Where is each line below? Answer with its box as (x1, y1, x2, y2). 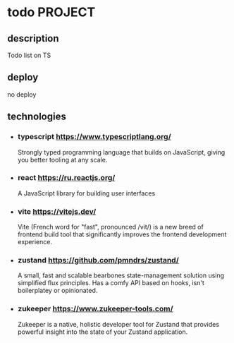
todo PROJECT (7, 4, 96, 20)
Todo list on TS (7, 51, 51, 59)
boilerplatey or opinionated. (17, 287, 98, 295)
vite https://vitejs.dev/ (17, 206, 97, 216)
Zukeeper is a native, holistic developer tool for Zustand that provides (17, 320, 220, 328)
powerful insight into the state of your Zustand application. (17, 327, 188, 336)
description (7, 32, 59, 44)
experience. (17, 238, 53, 246)
